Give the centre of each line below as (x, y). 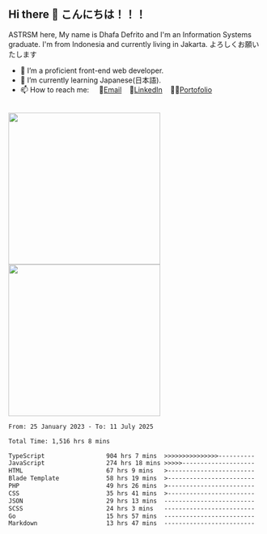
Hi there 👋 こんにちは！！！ (77, 15)
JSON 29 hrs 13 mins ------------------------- (131, 501)
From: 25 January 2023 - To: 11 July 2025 (81, 426)
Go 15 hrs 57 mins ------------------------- (131, 516)
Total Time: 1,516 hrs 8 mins (59, 441)
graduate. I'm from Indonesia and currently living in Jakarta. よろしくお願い (134, 44)
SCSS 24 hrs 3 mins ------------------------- (131, 508)
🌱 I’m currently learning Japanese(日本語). (91, 80)
